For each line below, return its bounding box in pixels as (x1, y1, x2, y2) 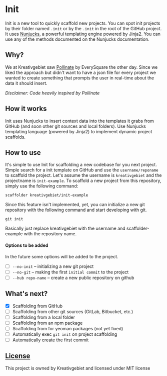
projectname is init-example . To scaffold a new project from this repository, (5, 177, 161, 184)
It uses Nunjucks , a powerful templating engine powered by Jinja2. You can (5, 31, 161, 37)
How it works (5, 105, 47, 113)
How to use (5, 148, 41, 157)
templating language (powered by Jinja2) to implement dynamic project (5, 128, 152, 134)
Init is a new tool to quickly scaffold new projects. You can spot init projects (5, 20, 160, 26)
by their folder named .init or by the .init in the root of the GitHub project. (5, 25, 162, 31)
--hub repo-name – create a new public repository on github (12, 274, 134, 280)
